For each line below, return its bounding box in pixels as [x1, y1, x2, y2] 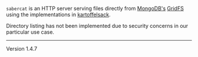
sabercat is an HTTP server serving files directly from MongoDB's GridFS [6, 5, 184, 12]
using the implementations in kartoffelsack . [6, 11, 111, 18]
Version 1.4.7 [6, 45, 37, 52]
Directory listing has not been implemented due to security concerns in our [6, 23, 189, 29]
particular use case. [6, 28, 55, 35]
